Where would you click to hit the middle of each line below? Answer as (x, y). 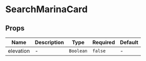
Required (104, 42)
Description (49, 42)
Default (129, 42)
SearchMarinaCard (47, 9)
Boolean (78, 51)
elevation (19, 51)
